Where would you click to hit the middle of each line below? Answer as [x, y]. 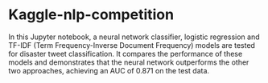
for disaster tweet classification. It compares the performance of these [126, 53]
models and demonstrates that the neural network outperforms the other [129, 62]
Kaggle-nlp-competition [91, 15]
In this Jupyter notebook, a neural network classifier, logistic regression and [134, 37]
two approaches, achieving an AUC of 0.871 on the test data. [109, 70]
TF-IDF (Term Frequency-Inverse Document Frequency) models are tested [132, 45]
